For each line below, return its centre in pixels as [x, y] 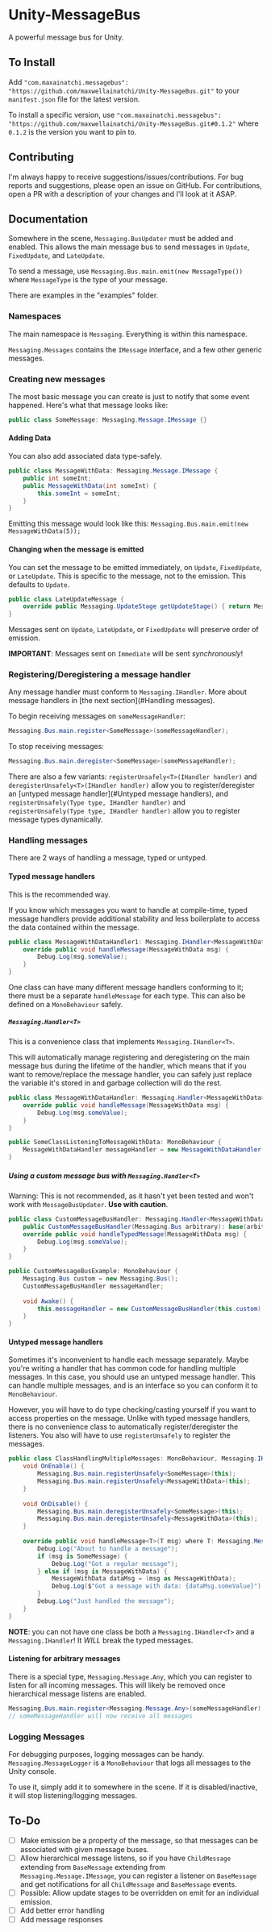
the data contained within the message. [74, 927]
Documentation [48, 219]
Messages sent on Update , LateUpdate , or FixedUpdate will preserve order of [134, 630]
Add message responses [61, 1920]
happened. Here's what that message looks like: [88, 405]
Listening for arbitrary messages [65, 1659]
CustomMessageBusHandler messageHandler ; [93, 1286]
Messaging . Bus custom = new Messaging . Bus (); [101, 1279]
